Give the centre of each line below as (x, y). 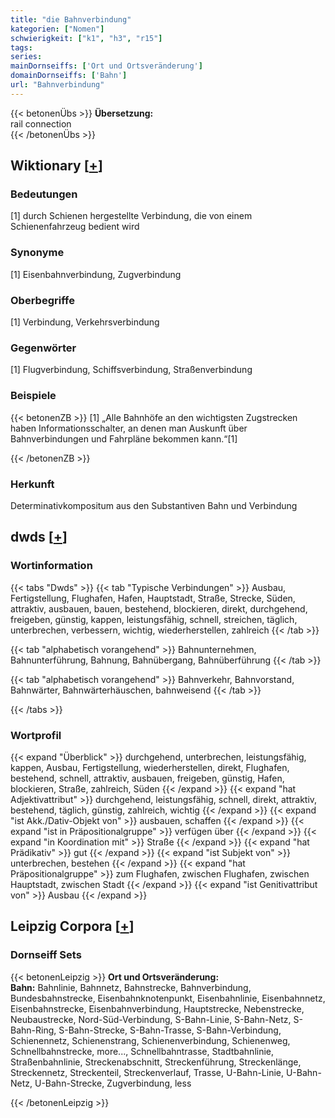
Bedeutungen (44, 194)
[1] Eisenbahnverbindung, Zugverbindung (96, 274)
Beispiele (33, 396)
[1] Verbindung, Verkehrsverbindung (85, 322)
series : (26, 57)
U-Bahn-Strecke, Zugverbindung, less (113, 1083)
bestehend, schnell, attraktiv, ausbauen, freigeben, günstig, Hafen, (147, 778)
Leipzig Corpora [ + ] (72, 926)
